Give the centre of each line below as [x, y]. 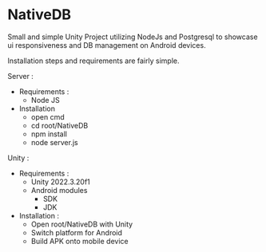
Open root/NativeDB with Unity [82, 224]
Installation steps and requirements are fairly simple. [93, 61]
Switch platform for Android [77, 232]
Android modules [59, 190]
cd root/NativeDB [60, 125]
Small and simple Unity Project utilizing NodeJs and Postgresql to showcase [133, 37]
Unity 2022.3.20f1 [61, 182]
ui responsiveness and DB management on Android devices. [107, 45]
